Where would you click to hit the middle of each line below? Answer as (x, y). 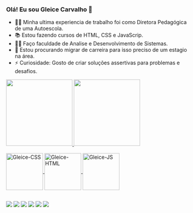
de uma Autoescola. (39, 28)
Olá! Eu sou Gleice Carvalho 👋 (49, 9)
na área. (24, 56)
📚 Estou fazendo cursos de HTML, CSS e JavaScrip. (79, 35)
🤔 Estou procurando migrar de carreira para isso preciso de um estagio (101, 50)
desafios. (26, 71)
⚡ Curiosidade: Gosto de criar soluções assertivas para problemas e (97, 63)
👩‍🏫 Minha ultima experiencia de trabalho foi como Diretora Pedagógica (101, 22)
